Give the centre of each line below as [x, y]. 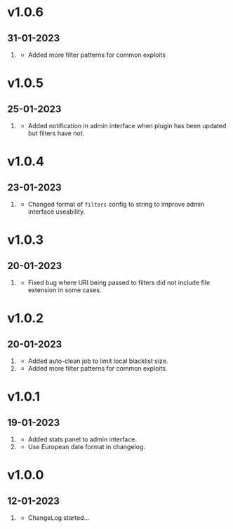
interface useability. [56, 212]
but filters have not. [56, 133]
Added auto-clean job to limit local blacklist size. [98, 361]
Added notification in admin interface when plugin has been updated [127, 126]
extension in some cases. [65, 290]
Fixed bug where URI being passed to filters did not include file [119, 282]
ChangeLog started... [59, 518]
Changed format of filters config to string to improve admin [116, 204]
